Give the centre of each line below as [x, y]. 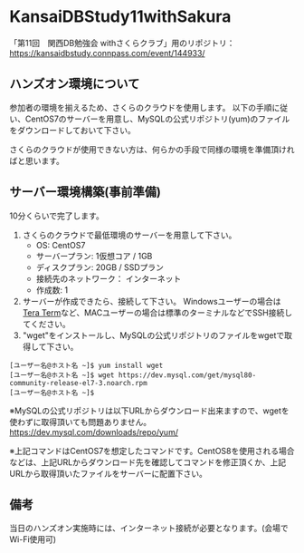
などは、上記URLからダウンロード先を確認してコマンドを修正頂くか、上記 [148, 462]
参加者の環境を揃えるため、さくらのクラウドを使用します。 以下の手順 [141, 107]
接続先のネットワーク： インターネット [109, 278]
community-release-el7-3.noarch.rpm [78, 383]
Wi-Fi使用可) [33, 539]
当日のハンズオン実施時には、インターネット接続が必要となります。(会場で [149, 529]
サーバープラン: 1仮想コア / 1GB [94, 256]
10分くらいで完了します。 [57, 216]
